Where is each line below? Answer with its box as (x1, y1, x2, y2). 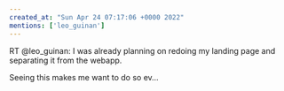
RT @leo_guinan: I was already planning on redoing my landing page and (9, 45, 276, 56)
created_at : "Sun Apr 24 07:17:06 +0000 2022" (9, 12, 185, 22)
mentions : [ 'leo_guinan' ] (9, 21, 105, 30)
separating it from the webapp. (9, 55, 122, 65)
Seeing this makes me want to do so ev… (9, 72, 159, 82)
